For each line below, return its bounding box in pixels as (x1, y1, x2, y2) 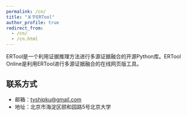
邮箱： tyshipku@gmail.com (14, 95, 81, 103)
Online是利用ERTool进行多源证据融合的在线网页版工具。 (6, 60, 142, 67)
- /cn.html (11, 36, 38, 42)
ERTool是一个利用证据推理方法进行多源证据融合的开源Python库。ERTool (6, 53, 181, 59)
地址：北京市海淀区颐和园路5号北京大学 (14, 103, 111, 110)
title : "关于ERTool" (6, 14, 55, 20)
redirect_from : (6, 25, 44, 31)
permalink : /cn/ (6, 8, 46, 15)
